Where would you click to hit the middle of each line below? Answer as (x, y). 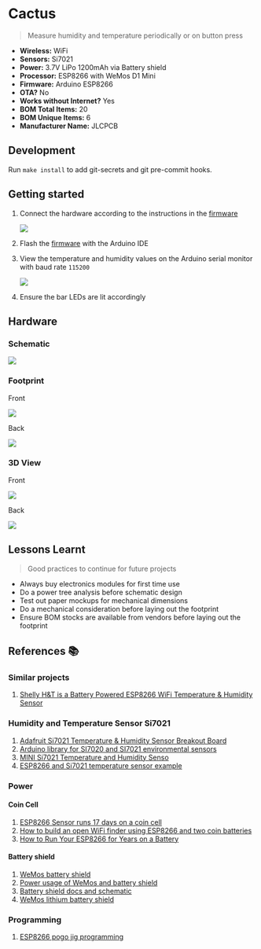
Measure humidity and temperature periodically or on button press (135, 35)
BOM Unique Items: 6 (55, 117)
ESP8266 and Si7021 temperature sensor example (101, 765)
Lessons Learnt (47, 550)
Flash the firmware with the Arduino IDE (84, 243)
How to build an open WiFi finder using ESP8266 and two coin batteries (136, 830)
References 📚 (44, 651)
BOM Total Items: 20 (53, 109)
